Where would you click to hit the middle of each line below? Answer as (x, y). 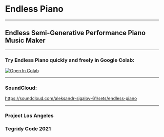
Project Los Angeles (29, 116)
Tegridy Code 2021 (28, 129)
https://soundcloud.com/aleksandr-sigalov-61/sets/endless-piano (71, 98)
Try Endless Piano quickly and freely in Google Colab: (70, 60)
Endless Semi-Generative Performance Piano (75, 33)
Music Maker (25, 41)
